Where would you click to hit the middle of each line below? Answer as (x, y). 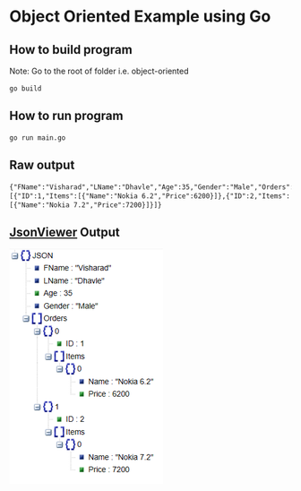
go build (26, 89)
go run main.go (38, 138)
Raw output (42, 165)
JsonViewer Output (65, 233)
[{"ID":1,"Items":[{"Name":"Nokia (74, 196)
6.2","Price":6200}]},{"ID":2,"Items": (216, 196)
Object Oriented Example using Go (140, 17)
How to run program (66, 116)
